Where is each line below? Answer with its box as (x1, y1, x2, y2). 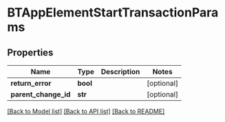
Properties (7, 47, 54, 58)
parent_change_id (10, 90, 71, 99)
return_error (10, 79, 52, 88)
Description (100, 67, 140, 76)
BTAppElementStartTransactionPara (7, 5, 219, 21)
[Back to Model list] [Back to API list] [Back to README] (7, 108, 165, 115)
